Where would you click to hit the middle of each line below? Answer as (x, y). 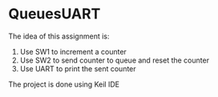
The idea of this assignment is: (59, 36)
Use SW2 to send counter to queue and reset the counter (115, 60)
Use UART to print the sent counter (78, 68)
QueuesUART (54, 14)
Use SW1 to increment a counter (73, 51)
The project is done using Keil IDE (64, 84)
